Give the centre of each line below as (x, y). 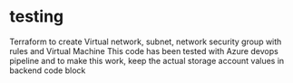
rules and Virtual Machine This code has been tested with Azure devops (144, 51)
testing (37, 17)
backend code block (48, 70)
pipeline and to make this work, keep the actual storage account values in (147, 60)
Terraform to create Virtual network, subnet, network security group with (146, 41)
